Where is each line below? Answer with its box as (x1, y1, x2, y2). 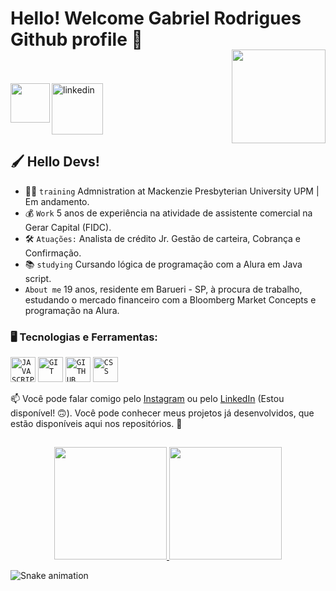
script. (24, 272, 52, 284)
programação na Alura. (24, 304, 120, 316)
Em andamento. (24, 195, 90, 207)
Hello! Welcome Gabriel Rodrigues (10, 7, 302, 30)
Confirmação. (24, 247, 82, 259)
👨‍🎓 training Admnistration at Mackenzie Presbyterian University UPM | (24, 185, 320, 197)
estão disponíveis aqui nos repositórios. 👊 (10, 418, 183, 430)
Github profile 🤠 (10, 28, 143, 51)
